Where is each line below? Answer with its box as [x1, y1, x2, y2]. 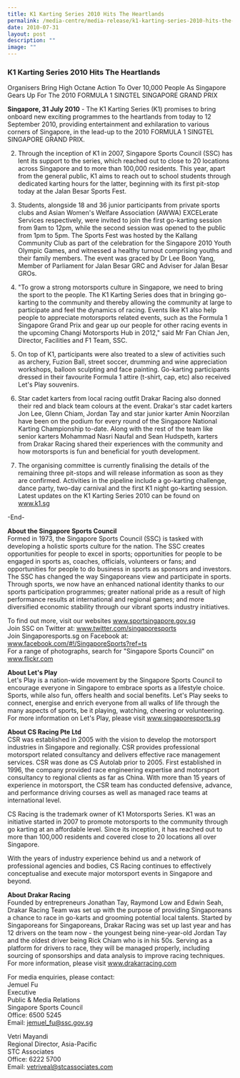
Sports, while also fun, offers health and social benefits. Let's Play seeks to [7, 691, 229, 700]
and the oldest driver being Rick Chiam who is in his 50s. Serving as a [7, 937, 213, 945]
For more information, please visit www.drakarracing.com [7, 959, 177, 968]
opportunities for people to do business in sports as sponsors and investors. [7, 565, 232, 574]
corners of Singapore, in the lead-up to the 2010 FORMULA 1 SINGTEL [7, 128, 214, 136]
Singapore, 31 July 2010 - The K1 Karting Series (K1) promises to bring [7, 105, 216, 114]
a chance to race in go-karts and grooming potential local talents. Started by [7, 914, 232, 922]
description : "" [7, 37, 56, 44]
